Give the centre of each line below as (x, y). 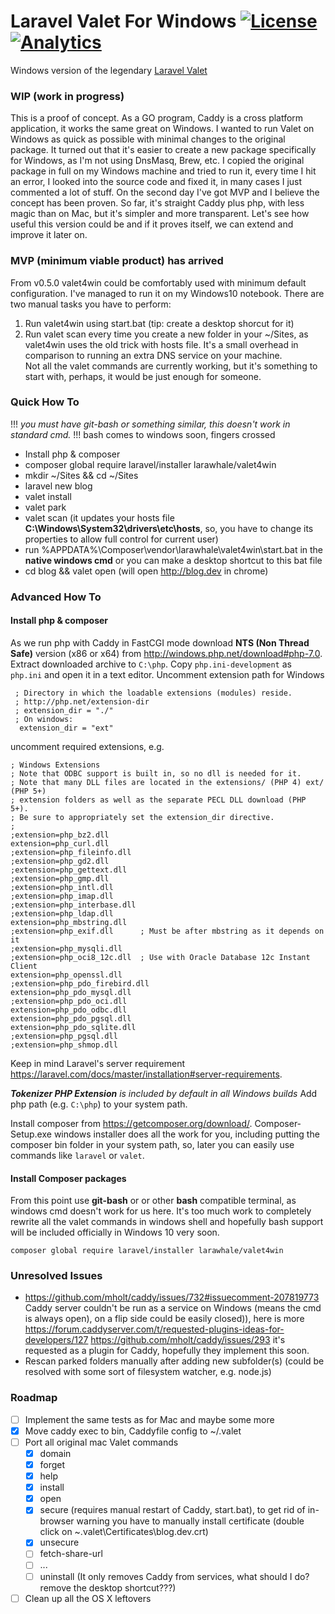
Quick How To (45, 402)
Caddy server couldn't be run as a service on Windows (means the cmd (173, 1308)
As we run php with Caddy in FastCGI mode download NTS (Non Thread (160, 642)
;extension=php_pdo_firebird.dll (80, 983)
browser (57, 1521)
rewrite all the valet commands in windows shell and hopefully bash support (167, 1222)
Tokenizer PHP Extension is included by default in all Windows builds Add (164, 1093)
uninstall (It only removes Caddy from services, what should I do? (174, 1576)
